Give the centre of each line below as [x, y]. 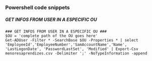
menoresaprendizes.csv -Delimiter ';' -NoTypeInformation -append [76, 53]
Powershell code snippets [37, 7]
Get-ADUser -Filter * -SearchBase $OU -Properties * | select [72, 40]
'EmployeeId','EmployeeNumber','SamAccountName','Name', [66, 44]
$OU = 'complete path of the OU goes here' [52, 36]
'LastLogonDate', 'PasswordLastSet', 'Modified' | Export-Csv [72, 49]
